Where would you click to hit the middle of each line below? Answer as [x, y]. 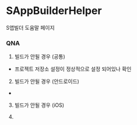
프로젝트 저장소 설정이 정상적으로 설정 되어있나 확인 [73, 69]
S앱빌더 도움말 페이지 [30, 27]
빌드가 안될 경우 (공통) [40, 57]
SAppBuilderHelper [54, 11]
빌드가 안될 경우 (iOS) [39, 105]
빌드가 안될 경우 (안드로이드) [47, 81]
